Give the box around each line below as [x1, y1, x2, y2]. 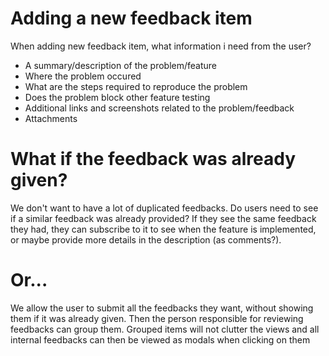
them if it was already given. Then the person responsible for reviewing [10, 312, 304, 324]
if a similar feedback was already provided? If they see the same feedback [10, 212, 317, 224]
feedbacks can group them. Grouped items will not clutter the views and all [10, 323, 320, 335]
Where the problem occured [24, 70, 142, 82]
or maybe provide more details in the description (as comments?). [10, 233, 282, 246]
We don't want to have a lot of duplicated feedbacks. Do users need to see [10, 202, 319, 214]
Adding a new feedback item [10, 7, 253, 30]
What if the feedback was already [10, 148, 296, 171]
